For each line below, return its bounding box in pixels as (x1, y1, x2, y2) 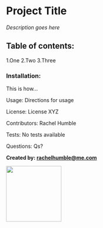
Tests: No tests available (6, 131, 66, 138)
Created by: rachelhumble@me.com (6, 154, 97, 161)
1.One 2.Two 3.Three (6, 56, 56, 64)
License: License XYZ (6, 108, 59, 115)
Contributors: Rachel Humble (6, 120, 77, 127)
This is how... (6, 85, 38, 93)
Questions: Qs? (6, 142, 43, 150)
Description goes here (6, 24, 60, 31)
